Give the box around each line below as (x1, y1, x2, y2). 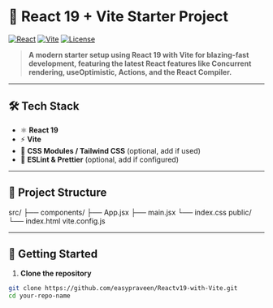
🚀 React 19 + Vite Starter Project (8, 7, 229, 26)
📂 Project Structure (8, 186, 107, 200)
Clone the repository (19, 268, 92, 279)
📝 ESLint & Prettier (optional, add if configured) (19, 154, 180, 164)
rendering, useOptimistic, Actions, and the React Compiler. (28, 67, 232, 76)
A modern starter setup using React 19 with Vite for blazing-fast (28, 50, 249, 59)
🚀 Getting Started (8, 247, 98, 261)
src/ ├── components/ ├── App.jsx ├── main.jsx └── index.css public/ (8, 207, 252, 217)
